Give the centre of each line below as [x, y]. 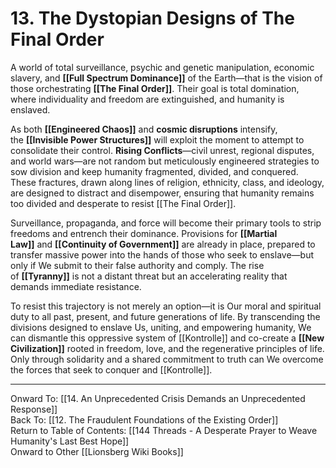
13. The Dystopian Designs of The [152, 18]
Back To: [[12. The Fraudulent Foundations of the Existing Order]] [144, 419]
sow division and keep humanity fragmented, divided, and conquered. [154, 171]
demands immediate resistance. [76, 286]
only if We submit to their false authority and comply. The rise [137, 265]
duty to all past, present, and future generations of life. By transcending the [165, 316]
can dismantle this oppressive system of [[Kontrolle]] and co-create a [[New [167, 338]
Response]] [34, 409]
